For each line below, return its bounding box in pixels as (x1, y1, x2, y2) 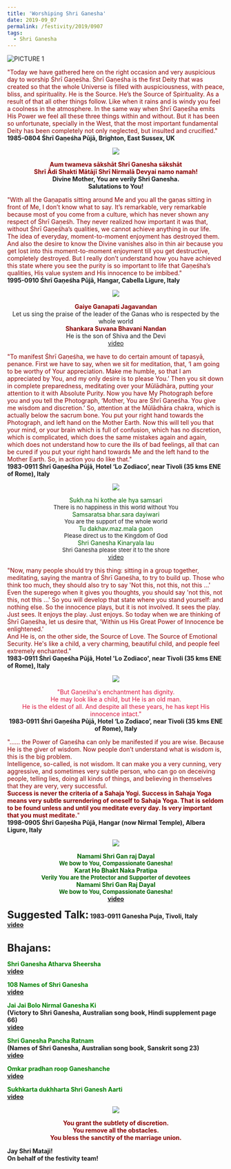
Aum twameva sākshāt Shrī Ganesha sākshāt (49, 160, 183, 169)
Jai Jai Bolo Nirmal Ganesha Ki (7, 1001, 97, 1010)
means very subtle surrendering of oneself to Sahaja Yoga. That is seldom (7, 797, 224, 805)
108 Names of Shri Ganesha (7, 981, 88, 989)
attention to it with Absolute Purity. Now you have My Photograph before (7, 389, 214, 397)
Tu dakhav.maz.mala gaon (79, 525, 153, 533)
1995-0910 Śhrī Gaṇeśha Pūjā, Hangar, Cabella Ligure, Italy (7, 277, 181, 285)
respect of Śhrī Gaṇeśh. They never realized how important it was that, (7, 218, 208, 226)
